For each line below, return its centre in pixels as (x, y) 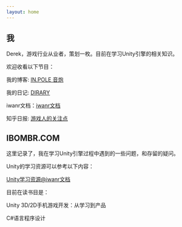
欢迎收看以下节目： (30, 67)
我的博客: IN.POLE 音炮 (35, 80)
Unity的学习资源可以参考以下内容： (50, 166)
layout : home (23, 12)
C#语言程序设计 (26, 218)
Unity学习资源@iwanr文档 (39, 180)
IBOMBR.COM (33, 138)
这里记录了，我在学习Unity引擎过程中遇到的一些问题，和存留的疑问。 (93, 153)
